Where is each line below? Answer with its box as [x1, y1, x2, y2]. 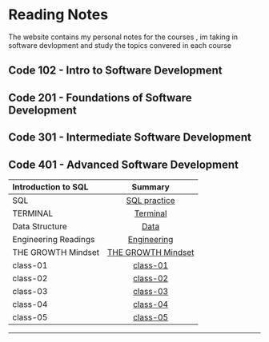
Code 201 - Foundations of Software [8, 90, 192, 105]
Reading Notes [8, 6, 109, 24]
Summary [131, 181, 170, 193]
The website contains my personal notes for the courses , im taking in [8, 32, 239, 42]
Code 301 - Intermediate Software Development [8, 130, 252, 145]
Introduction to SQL [12, 181, 89, 193]
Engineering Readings [12, 233, 95, 245]
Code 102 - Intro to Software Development [8, 64, 223, 78]
